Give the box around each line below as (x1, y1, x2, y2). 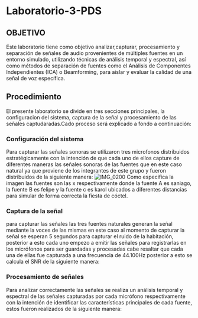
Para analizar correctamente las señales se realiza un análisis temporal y (6, 286, 183, 293)
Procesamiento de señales (6, 273, 84, 281)
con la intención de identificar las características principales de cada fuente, (6, 298, 192, 306)
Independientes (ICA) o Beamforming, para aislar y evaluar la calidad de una (6, 69, 192, 75)
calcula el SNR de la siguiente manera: (6, 258, 100, 265)
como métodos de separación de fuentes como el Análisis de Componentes (6, 62, 191, 69)
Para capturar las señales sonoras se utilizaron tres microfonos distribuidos (6, 148, 190, 155)
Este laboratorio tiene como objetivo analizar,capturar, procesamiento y (6, 43, 180, 50)
